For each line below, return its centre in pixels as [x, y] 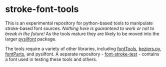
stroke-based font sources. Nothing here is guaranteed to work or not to [80, 28]
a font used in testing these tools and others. [51, 59]
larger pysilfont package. [31, 39]
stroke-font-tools [42, 9]
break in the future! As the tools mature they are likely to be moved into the [82, 33]
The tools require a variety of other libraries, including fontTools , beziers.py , [83, 48]
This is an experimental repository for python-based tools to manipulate [79, 23]
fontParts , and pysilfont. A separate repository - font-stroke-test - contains [82, 54]
